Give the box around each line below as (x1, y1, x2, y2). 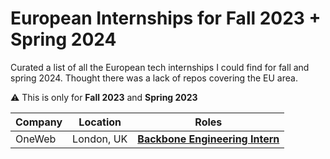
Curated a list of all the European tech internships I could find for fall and (10, 61, 310, 73)
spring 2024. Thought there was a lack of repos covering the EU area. (10, 72, 298, 84)
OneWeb (15, 132, 57, 146)
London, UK (72, 132, 128, 146)
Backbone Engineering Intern (137, 132, 280, 146)
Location (78, 115, 122, 129)
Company (15, 115, 63, 129)
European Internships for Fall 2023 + (10, 7, 322, 30)
